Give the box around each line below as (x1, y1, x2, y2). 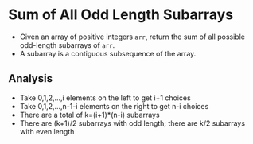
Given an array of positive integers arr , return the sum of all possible (19, 32, 245, 41)
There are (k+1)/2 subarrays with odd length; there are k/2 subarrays (19, 118, 245, 128)
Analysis (8, 72, 53, 85)
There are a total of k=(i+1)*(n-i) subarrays (19, 110, 161, 119)
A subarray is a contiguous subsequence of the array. (19, 49, 197, 58)
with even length (19, 126, 75, 136)
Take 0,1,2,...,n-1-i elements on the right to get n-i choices (19, 101, 209, 111)
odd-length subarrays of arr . (19, 40, 115, 49)
